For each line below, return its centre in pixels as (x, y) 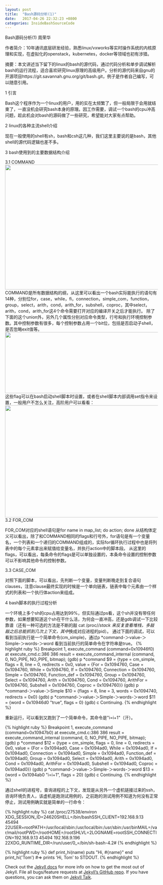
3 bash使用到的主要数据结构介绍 (37, 152)
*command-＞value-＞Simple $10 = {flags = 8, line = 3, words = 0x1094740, (81, 691)
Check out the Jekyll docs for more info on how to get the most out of (75, 867)
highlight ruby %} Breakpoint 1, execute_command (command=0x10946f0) (80, 649)
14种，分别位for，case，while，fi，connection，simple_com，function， (78, 299)
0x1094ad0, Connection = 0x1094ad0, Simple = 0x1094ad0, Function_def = (81, 753)
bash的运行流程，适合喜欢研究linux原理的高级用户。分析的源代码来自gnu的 (80, 71)
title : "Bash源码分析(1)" (31, 14)
